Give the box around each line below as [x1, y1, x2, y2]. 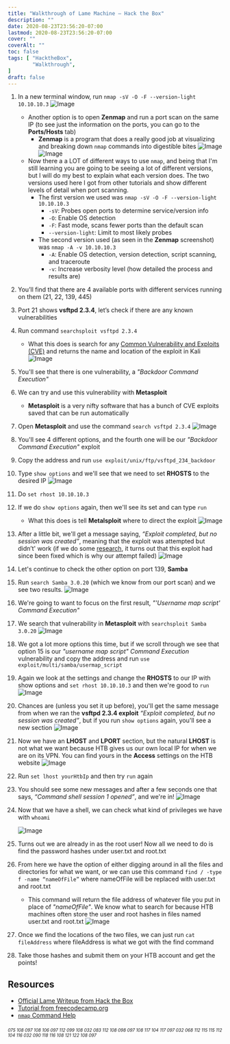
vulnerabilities [17, 313, 57, 322]
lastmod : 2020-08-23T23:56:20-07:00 [8, 29, 112, 36]
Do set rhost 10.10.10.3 [17, 490, 90, 498]
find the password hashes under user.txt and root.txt [17, 847, 166, 855]
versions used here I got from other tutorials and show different [27, 179, 207, 187]
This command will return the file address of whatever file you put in [27, 896, 221, 904]
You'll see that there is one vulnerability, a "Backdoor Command [17, 368, 199, 376]
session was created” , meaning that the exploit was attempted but [17, 537, 205, 545]
